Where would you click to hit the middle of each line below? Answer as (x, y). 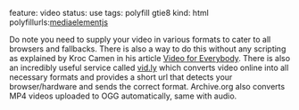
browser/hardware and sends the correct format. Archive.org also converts (147, 86)
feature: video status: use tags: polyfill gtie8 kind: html (109, 13)
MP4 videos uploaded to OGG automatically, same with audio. (123, 96)
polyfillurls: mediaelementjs (59, 22)
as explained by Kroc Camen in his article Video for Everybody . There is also (150, 58)
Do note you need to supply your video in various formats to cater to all (140, 39)
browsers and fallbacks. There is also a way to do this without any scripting (148, 49)
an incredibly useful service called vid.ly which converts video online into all (149, 67)
